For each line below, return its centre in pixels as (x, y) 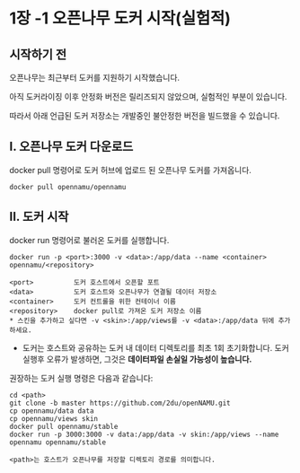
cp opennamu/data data (52, 411)
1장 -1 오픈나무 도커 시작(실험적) (120, 18)
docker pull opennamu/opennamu (68, 187)
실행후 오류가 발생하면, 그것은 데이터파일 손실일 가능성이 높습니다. (137, 359)
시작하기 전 (38, 54)
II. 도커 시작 (39, 217)
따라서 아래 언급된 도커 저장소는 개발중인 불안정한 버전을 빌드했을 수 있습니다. (145, 116)
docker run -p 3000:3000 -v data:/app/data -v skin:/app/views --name (144, 434)
